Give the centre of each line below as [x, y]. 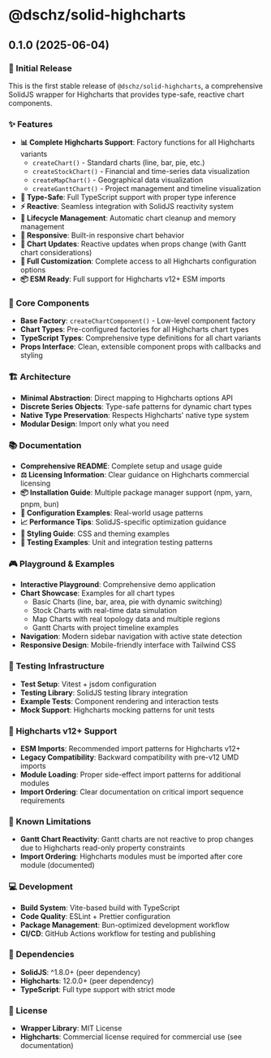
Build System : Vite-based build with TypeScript [100, 908]
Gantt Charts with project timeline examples [105, 628]
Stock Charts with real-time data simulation [104, 611]
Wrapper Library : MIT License [71, 1028]
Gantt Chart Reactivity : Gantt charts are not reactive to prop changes [137, 839]
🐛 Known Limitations [50, 821]
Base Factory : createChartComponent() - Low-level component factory [138, 321]
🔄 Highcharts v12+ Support [63, 731]
